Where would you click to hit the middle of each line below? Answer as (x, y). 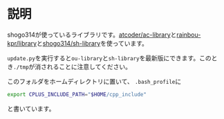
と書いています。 (31, 109)
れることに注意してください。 (89, 66)
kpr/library (22, 43)
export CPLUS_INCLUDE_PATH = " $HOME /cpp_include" (77, 94)
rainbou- (188, 35)
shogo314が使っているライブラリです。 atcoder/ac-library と (92, 35)
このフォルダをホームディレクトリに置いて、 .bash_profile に (94, 81)
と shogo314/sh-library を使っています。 (92, 43)
